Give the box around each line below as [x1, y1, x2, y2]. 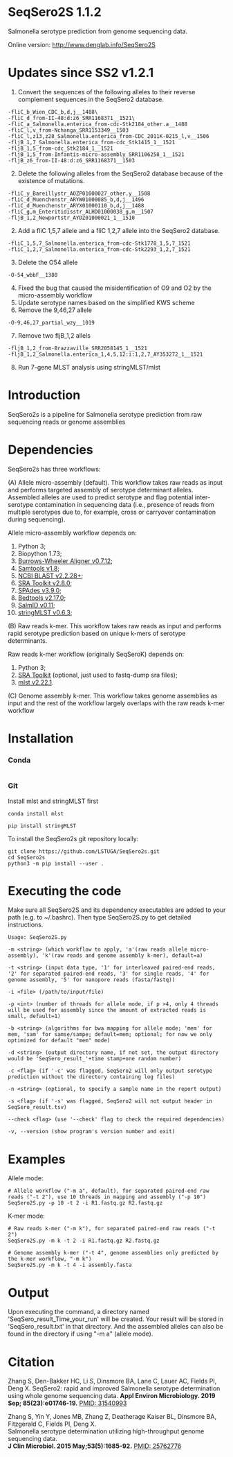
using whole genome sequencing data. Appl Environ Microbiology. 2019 [8, 1392, 216, 1400]
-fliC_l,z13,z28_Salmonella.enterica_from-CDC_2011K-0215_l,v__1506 [8, 132, 209, 139]
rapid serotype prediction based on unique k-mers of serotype [8, 629, 186, 637]
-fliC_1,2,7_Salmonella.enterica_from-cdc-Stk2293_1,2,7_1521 [8, 245, 191, 253]
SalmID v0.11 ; [17, 601, 55, 609]
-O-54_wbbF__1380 [8, 271, 58, 278]
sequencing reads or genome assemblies [8, 417, 126, 426]
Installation [8, 730, 74, 746]
